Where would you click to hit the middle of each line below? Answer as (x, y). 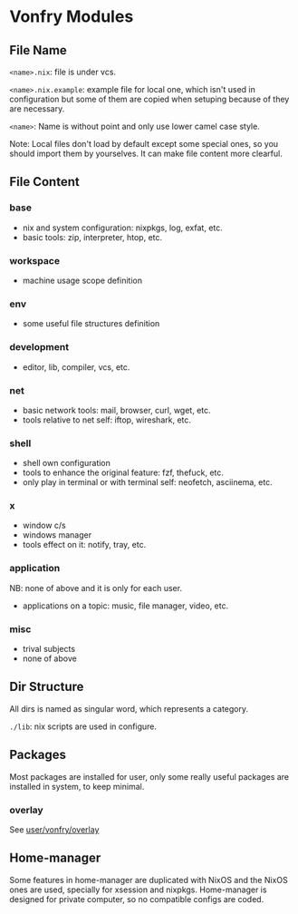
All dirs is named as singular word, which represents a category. (129, 708)
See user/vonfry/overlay (54, 829)
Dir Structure (47, 687)
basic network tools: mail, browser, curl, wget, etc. (116, 410)
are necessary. (37, 109)
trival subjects (48, 649)
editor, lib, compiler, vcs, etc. (76, 367)
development (39, 347)
